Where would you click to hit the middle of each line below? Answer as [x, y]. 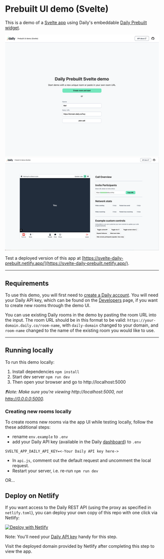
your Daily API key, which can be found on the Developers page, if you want [81, 300]
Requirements [27, 283]
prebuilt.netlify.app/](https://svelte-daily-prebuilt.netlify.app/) [67, 263]
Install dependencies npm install [46, 372]
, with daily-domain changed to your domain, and [109, 325]
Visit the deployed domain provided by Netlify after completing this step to [80, 546]
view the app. [19, 551]
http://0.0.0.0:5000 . [25, 398]
